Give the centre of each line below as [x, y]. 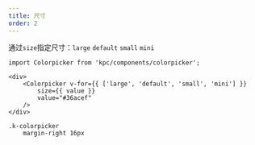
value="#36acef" [65, 97]
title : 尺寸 [27, 16]
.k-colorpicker [34, 126]
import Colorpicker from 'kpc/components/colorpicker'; [104, 62]
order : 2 [23, 23]
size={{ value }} [66, 91]
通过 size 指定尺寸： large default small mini [82, 47]
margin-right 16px [54, 133]
